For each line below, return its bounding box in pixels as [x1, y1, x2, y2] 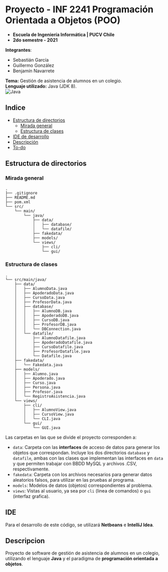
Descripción [12, 139, 38, 145]
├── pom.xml [5, 200, 31, 205]
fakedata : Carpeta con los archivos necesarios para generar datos [12, 471, 152, 478]
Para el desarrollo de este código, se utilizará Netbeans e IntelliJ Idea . [5, 522, 154, 528]
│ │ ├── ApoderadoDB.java [14, 313, 79, 318]
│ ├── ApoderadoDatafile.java [14, 340, 93, 345]
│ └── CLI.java [23, 416, 60, 421]
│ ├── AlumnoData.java [14, 286, 67, 291]
